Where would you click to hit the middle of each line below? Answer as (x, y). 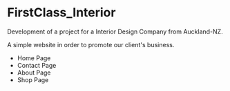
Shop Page (33, 79)
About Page (34, 73)
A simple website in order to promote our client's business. (91, 44)
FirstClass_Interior (61, 13)
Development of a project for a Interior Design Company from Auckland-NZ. (115, 31)
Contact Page (37, 65)
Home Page (34, 58)
